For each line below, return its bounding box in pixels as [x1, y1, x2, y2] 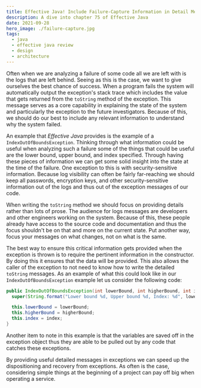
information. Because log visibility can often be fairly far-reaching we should [6, 170, 194, 177]
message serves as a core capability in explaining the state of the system [6, 101, 187, 108]
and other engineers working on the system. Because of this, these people [6, 214, 190, 221]
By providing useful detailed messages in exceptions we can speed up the [6, 356, 190, 363]
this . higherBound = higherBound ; [11, 310, 95, 316]
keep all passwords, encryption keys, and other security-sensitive [6, 177, 169, 184]
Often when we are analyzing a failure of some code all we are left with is [6, 69, 187, 77]
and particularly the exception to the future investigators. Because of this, [6, 108, 188, 115]
